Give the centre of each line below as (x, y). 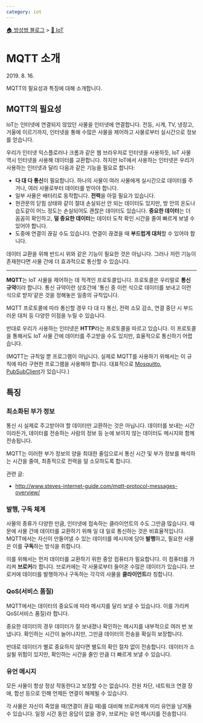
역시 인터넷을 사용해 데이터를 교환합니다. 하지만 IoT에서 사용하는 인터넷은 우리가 (100, 160)
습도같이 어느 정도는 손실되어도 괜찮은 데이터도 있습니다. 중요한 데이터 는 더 (103, 211)
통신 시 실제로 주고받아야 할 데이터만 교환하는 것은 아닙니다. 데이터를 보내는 (95, 426)
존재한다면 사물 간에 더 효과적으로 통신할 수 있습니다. (68, 261)
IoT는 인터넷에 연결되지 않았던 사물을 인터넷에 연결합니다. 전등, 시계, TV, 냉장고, (100, 125)
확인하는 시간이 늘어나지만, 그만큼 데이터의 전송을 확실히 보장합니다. (104, 633)
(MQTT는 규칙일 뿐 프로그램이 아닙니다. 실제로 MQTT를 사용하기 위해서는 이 (96, 356)
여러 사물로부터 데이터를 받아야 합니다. (73, 188)
